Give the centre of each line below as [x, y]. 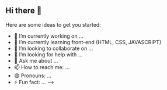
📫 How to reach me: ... [42, 67]
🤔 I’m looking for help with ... [48, 54]
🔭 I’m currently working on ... [48, 36]
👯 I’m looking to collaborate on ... [53, 48]
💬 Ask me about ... [36, 60]
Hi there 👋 [24, 11]
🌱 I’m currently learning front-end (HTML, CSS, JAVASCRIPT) [88, 42]
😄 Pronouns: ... [33, 75]
